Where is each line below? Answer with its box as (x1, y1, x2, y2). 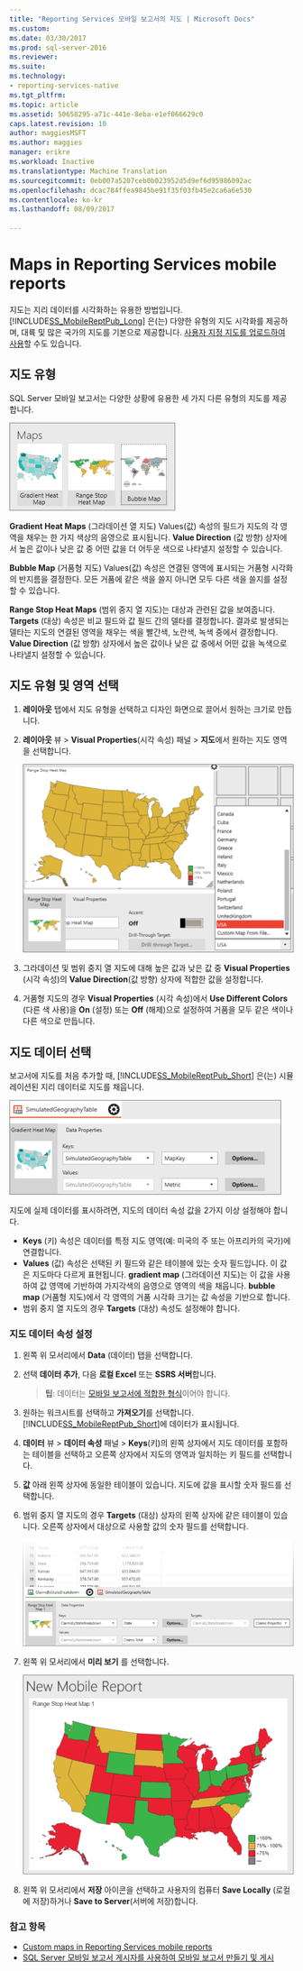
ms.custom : (9, 23, 50, 33)
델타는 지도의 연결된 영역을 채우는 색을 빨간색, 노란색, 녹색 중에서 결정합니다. (9, 627, 279, 637)
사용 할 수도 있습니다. (9, 338, 82, 349)
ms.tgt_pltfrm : (9, 90, 67, 99)
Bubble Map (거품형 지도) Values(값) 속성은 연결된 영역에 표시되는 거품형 (9, 562, 270, 573)
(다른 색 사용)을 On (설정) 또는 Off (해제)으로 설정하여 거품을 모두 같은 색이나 (22, 1004, 294, 1015)
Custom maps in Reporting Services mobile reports (22, 1941, 213, 1952)
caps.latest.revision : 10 (9, 119, 106, 128)
